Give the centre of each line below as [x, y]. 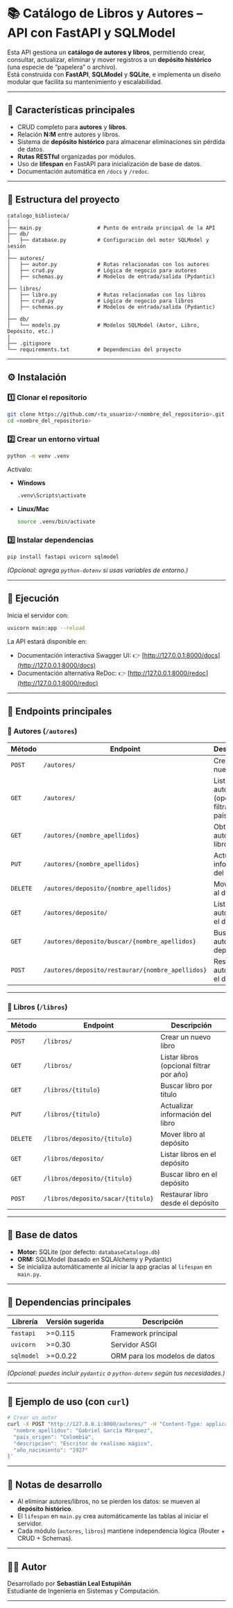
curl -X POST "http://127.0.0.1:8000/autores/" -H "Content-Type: [105, 1424]
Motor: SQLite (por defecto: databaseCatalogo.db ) [88, 1251]
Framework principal [144, 1333]
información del [186, 1114]
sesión [17, 246]
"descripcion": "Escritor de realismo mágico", [84, 1443]
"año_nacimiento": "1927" [51, 1450]
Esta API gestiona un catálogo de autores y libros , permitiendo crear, [106, 52]
